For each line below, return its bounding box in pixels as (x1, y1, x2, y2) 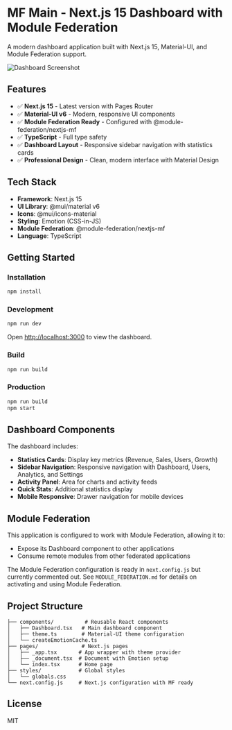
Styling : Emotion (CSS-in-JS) (17, 217, 102, 225)
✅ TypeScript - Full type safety (17, 133, 107, 141)
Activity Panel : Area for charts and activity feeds (17, 477, 158, 486)
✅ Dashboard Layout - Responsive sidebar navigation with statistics (17, 140, 213, 148)
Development (7, 305, 54, 314)
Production (7, 382, 46, 392)
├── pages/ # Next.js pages (7, 643, 129, 650)
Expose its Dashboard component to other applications (17, 545, 175, 553)
